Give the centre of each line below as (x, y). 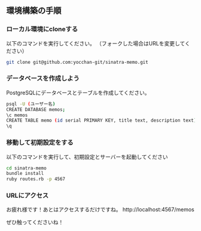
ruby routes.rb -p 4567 (36, 179)
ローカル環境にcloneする (42, 29)
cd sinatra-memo (26, 168)
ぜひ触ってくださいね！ (35, 222)
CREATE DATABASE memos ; (36, 109)
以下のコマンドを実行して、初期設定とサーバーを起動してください (87, 156)
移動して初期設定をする (40, 143)
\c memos (17, 115)
